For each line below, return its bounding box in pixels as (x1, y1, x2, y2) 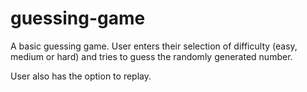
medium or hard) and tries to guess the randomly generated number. (10, 50, 293, 62)
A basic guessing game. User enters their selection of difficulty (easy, (10, 40, 298, 52)
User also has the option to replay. (10, 70, 152, 82)
